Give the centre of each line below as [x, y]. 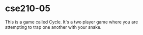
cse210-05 [28, 9]
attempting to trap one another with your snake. [53, 27]
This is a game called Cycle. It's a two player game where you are [72, 22]
